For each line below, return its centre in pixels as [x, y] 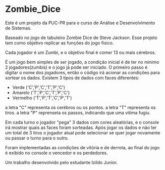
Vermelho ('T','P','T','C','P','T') [42, 98]
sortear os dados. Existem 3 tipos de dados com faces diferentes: [72, 78]
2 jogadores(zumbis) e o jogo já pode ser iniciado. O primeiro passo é [76, 67]
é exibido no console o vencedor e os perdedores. [56, 153]
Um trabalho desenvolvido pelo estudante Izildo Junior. [61, 162]
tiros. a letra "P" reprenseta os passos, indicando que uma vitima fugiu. [78, 113]
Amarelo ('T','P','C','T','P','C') [41, 92]
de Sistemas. [18, 28]
